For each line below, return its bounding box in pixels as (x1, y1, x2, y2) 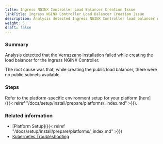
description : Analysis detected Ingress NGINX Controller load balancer (5, 16, 155, 21)
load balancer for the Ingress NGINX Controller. (5, 57, 99, 63)
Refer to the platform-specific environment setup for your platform (5, 95, 138, 101)
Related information (5, 112, 53, 119)
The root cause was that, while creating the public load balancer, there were (5, 66, 157, 73)
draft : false (5, 25, 32, 30)
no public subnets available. (5, 72, 61, 78)
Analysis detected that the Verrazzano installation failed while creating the (5, 52, 154, 58)
